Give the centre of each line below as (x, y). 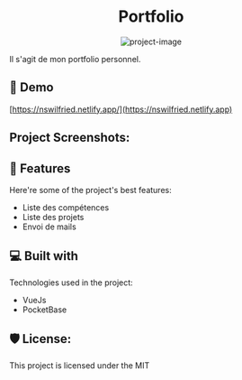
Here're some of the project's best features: (91, 190)
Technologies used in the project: (71, 283)
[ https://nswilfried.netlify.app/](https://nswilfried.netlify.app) (121, 109)
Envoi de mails (49, 227)
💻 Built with (44, 256)
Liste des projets (53, 217)
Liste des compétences (66, 207)
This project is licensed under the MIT (80, 365)
